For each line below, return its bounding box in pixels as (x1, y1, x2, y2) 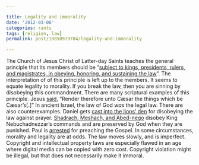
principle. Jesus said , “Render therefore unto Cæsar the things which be (6, 96, 183, 103)
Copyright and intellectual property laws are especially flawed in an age (6, 139, 182, 147)
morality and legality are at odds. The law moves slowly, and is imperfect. (6, 133, 186, 140)
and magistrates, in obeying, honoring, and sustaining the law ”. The (6, 70, 171, 77)
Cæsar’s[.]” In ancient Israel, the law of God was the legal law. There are (6, 101, 183, 109)
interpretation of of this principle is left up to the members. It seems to (6, 77, 178, 84)
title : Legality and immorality (6, 14, 86, 20)
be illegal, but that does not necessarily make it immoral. (6, 152, 144, 159)
